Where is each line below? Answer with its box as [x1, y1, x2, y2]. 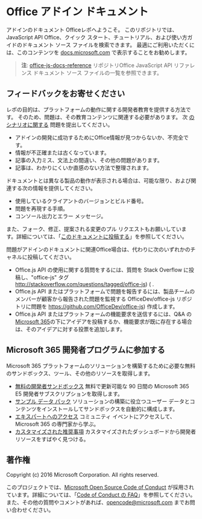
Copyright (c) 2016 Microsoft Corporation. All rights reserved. [6, 471, 159, 478]
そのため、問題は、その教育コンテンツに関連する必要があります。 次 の [17, 113, 195, 120]
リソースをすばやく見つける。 [14, 436, 89, 443]
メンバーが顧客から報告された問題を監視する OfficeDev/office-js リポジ [14, 295, 192, 302]
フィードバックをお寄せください [6, 88, 125, 99]
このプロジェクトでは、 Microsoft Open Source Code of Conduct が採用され [6, 484, 194, 491]
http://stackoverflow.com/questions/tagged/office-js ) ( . [14, 280, 154, 287]
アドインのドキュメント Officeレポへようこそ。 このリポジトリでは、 [6, 26, 178, 33]
